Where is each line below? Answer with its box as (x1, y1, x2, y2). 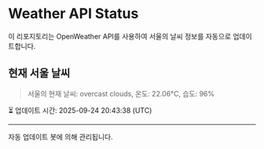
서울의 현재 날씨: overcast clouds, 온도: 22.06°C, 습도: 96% (27, 89, 215, 98)
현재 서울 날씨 (8, 67, 71, 80)
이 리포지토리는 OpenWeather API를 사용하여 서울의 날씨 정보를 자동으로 (8, 31, 232, 41)
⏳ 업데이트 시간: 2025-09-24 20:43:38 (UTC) (8, 105, 152, 114)
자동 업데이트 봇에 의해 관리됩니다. (8, 132, 113, 141)
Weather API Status (8, 5, 139, 23)
